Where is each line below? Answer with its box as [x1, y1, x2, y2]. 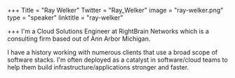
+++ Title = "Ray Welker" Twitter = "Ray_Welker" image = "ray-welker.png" [7, 6, 224, 14]
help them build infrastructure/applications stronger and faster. [7, 63, 189, 71]
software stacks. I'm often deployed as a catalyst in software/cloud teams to [7, 56, 228, 64]
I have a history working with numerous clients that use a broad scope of [7, 48, 218, 56]
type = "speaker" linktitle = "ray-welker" [7, 13, 123, 22]
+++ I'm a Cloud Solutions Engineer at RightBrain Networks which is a [7, 27, 209, 35]
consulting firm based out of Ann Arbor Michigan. [7, 34, 151, 43]
